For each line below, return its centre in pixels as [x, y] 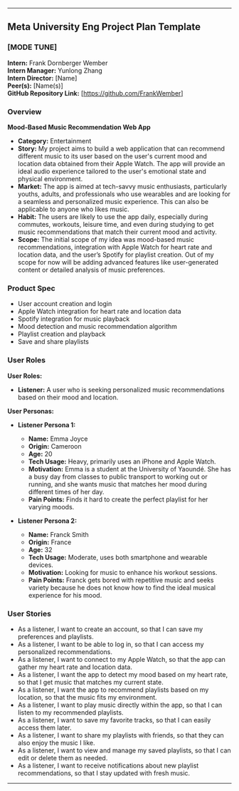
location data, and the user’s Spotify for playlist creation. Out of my [116, 255]
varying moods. [51, 506]
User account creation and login [65, 304]
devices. [41, 565]
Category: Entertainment [54, 141]
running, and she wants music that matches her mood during [118, 484]
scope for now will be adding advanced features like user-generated [118, 262]
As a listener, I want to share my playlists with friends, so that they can [121, 735]
